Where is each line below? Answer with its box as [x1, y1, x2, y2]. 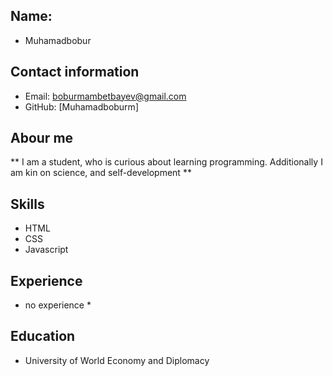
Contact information [10, 64, 140, 81]
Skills [10, 195, 45, 213]
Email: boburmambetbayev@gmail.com [24, 90, 187, 102]
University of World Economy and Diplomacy [24, 354, 210, 366]
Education [10, 328, 76, 345]
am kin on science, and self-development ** [10, 167, 192, 179]
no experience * [24, 299, 92, 311]
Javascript [24, 244, 69, 256]
